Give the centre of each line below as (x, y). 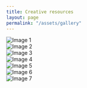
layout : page (22, 17)
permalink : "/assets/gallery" (44, 23)
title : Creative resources (40, 12)
